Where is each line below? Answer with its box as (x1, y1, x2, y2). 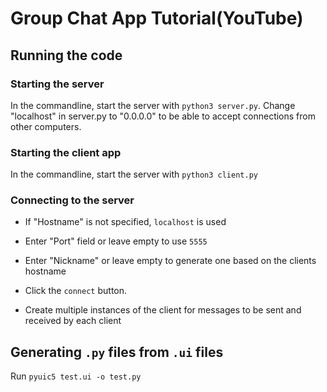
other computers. (10, 120, 82, 132)
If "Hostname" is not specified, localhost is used (24, 216, 227, 228)
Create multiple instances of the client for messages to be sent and (24, 304, 302, 316)
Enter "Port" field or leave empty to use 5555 (24, 235, 208, 247)
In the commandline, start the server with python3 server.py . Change (10, 99, 296, 111)
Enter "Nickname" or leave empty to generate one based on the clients (24, 255, 317, 267)
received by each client (24, 315, 122, 327)
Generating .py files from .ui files (10, 343, 224, 361)
